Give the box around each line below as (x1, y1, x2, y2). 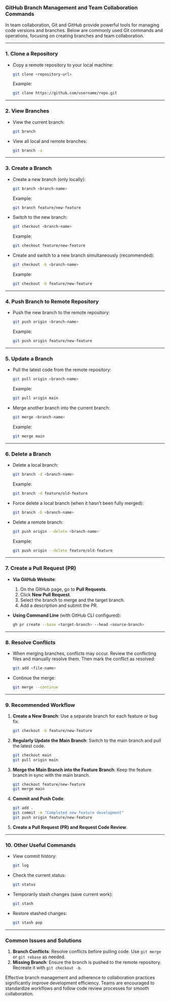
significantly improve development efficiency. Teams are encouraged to (5, 980, 155, 986)
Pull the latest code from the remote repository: (12, 367, 111, 373)
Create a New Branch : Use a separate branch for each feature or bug (12, 713, 158, 719)
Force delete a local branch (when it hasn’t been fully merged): (12, 500, 144, 506)
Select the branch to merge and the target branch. (20, 597, 125, 603)
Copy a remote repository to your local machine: (12, 62, 114, 68)
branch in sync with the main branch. (12, 772, 90, 778)
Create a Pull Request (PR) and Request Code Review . (12, 824, 127, 830)
